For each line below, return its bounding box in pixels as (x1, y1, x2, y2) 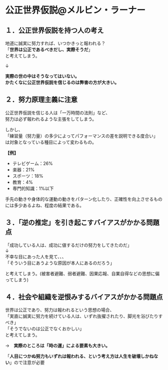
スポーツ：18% (12, 173, 43, 179)
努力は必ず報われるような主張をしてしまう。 (5, 116, 97, 122)
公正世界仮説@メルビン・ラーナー (5, 5, 146, 16)
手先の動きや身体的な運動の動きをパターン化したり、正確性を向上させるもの (5, 196, 162, 202)
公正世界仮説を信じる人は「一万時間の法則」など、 (5, 110, 110, 116)
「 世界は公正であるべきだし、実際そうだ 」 (5, 47, 93, 53)
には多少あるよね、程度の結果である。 (5, 202, 84, 208)
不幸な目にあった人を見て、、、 (5, 253, 66, 259)
